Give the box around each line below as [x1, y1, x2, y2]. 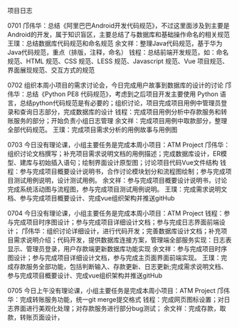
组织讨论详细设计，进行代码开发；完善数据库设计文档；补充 [46, 227, 221, 235]
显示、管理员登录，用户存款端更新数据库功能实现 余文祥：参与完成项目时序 [7, 245, 228, 253]
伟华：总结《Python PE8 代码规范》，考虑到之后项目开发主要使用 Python [7, 90, 218, 98]
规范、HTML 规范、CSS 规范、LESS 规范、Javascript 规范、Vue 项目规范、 [7, 57, 229, 65]
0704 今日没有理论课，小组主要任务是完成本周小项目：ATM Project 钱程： [7, 209, 224, 217]
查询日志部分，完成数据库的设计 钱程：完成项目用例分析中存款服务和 [19, 107, 221, 116]
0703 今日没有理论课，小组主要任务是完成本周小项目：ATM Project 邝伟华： [7, 141, 230, 149]
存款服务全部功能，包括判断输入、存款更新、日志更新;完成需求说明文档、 [13, 263, 228, 270]
